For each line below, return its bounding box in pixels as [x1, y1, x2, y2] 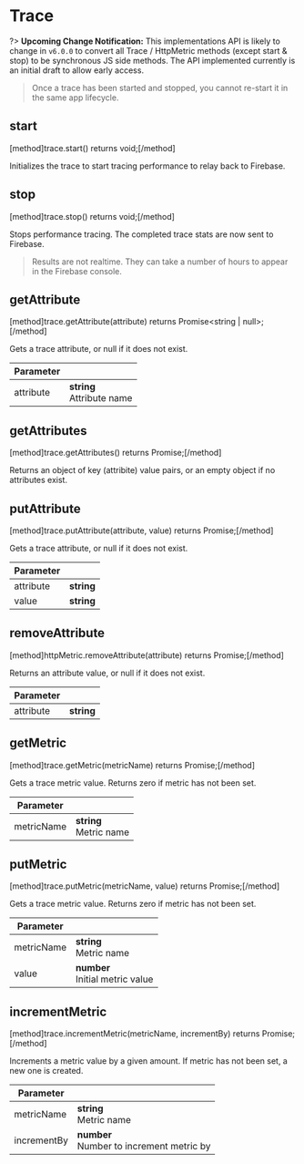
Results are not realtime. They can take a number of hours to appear [31, 256, 289, 267]
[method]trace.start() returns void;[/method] [9, 142, 176, 153]
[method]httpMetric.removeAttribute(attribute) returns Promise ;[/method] [9, 649, 285, 661]
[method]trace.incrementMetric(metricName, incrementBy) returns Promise [9, 1028, 293, 1039]
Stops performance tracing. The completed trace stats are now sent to [9, 229, 274, 240]
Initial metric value [76, 973, 154, 985]
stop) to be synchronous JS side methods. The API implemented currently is [9, 55, 296, 66]
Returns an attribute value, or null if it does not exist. [9, 667, 206, 678]
